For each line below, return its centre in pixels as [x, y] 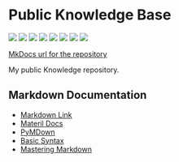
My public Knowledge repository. [64, 70]
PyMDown [37, 132]
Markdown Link [46, 114]
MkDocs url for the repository [58, 53]
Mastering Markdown [56, 149]
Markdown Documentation [78, 95]
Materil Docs [41, 123]
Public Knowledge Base [90, 15]
